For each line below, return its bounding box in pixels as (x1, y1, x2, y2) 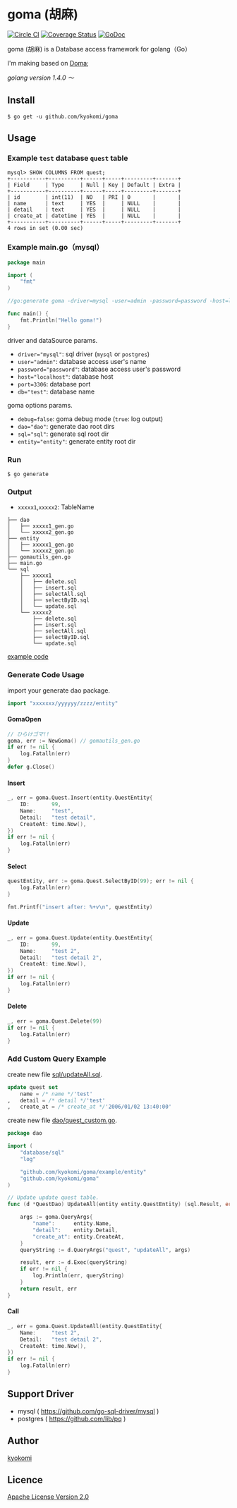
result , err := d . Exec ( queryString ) (20, 1259, 128, 1266)
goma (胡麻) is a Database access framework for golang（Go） (7, 44, 192, 53)
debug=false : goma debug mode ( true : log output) (17, 414, 164, 423)
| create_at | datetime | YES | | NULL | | (7, 212, 181, 219)
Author (7, 1435, 39, 1447)
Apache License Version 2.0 (7, 1492, 90, 1501)
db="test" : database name (17, 387, 95, 396)
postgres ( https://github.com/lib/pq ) (17, 1414, 126, 1423)
